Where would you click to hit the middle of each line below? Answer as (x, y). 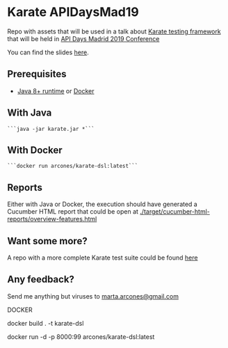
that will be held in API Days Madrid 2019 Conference (83, 38)
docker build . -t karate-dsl (46, 323)
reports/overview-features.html (52, 219)
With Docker (35, 150)
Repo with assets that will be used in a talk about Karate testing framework (114, 31)
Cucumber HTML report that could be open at (73, 212)
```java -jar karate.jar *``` (51, 129)
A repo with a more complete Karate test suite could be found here (103, 258)
